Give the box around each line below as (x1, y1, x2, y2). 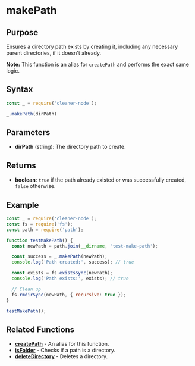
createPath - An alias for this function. (14, 340, 109, 348)
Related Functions (6, 324, 75, 334)
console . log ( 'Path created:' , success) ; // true (11, 259, 134, 265)
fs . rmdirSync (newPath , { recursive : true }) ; (11, 292, 127, 298)
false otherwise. (14, 183, 56, 190)
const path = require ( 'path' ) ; (6, 227, 84, 233)
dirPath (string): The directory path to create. (14, 143, 126, 151)
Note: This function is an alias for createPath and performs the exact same (6, 61, 189, 68)
